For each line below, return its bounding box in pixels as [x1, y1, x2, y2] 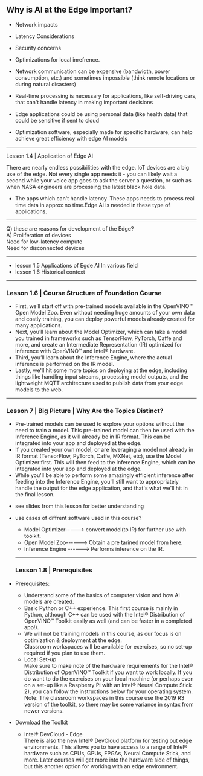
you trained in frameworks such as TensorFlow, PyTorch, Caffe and [14, 335, 182, 342]
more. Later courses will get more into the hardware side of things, [24, 756, 190, 763]
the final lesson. [14, 491, 55, 498]
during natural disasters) [14, 80, 77, 88]
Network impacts [14, 21, 59, 28]
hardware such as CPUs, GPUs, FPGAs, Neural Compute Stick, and [24, 749, 192, 757]
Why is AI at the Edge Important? [6, 5, 133, 15]
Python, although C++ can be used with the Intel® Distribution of [24, 611, 185, 618]
